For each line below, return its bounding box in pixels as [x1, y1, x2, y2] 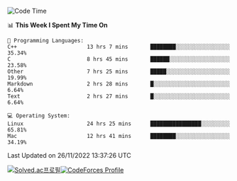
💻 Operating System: [7, 112, 71, 119]
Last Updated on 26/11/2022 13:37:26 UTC [7, 151, 131, 159]
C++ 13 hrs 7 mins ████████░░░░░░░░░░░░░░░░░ [7, 43, 231, 50]
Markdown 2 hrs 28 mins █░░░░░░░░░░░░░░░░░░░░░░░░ [7, 81, 231, 88]
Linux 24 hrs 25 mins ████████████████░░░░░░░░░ [7, 120, 231, 127]
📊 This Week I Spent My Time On [7, 21, 108, 29]
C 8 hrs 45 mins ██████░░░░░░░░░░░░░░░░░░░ [7, 56, 231, 63]
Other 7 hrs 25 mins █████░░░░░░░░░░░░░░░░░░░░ [7, 68, 231, 75]
